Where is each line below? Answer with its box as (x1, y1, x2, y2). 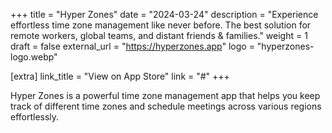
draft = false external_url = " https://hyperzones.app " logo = (10, 40, 255, 52)
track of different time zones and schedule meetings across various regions (10, 100, 322, 112)
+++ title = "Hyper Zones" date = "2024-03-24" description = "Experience (10, 9, 319, 20)
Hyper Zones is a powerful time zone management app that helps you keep (10, 90, 321, 101)
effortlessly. (10, 111, 60, 123)
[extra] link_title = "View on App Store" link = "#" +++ (10, 70, 230, 82)
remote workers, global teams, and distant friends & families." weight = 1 (10, 30, 308, 41)
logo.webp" (10, 51, 58, 63)
